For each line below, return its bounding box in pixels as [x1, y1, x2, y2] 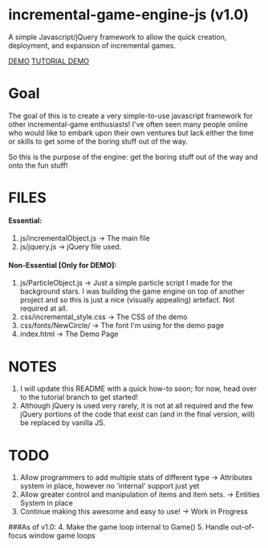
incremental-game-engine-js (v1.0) [8, 6, 250, 24]
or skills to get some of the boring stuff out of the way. [8, 136, 189, 146]
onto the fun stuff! [8, 160, 68, 170]
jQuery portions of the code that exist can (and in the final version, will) [19, 409, 255, 419]
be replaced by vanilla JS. [19, 418, 106, 428]
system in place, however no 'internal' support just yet [19, 481, 200, 491]
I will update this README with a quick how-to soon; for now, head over [19, 384, 257, 394]
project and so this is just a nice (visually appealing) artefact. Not [19, 295, 235, 305]
